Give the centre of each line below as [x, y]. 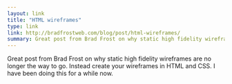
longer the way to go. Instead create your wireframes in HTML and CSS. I [111, 66]
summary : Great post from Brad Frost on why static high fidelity [105, 39]
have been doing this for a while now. [60, 74]
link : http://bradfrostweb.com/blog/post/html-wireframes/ [94, 33]
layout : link [26, 13]
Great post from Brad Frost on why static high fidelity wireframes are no [109, 59]
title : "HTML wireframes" [44, 20]
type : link [23, 26]
